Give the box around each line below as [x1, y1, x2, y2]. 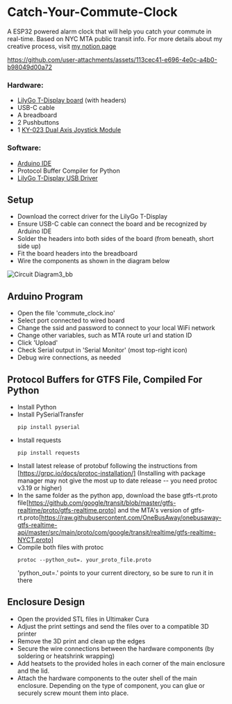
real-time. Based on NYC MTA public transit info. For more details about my [7, 34, 223, 42]
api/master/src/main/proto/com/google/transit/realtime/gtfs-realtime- [17, 528, 217, 536]
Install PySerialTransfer [17, 410, 84, 419]
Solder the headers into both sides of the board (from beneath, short [17, 235, 214, 243]
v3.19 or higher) [17, 483, 63, 492]
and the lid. [17, 666, 50, 675]
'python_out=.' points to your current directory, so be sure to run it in [17, 568, 214, 577]
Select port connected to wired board [17, 316, 125, 324]
